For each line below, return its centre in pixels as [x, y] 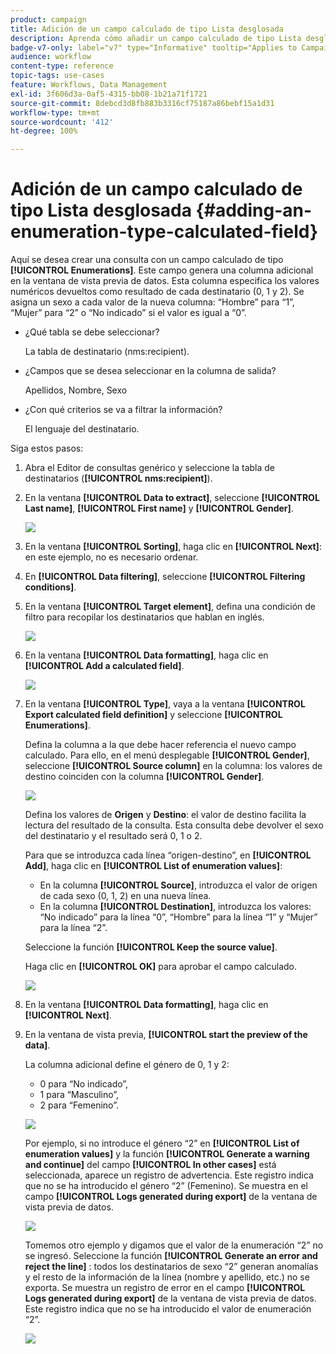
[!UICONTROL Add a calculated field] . [104, 666]
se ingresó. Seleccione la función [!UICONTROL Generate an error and [171, 1256]
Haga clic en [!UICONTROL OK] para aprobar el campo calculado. [161, 967]
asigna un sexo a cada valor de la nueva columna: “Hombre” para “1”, [152, 302]
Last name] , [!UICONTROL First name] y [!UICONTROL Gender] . [159, 508]
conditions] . [50, 587]
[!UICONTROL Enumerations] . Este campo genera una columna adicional [162, 270]
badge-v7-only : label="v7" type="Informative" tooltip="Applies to [154, 47]
